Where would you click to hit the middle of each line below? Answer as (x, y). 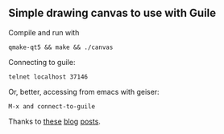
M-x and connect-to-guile (52, 106)
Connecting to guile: (42, 62)
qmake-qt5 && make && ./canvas (61, 47)
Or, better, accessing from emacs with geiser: (84, 91)
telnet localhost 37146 (48, 77)
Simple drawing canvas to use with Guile (112, 13)
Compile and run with (44, 32)
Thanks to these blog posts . (54, 121)
